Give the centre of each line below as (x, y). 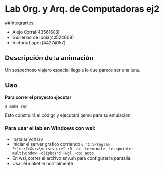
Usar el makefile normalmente (42, 163)
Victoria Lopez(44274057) (39, 42)
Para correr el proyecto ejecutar (38, 97)
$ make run (16, 106)
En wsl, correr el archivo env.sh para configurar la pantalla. (72, 158)
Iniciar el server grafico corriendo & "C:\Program (61, 144)
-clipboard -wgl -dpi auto (66, 153)
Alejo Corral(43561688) (36, 32)
